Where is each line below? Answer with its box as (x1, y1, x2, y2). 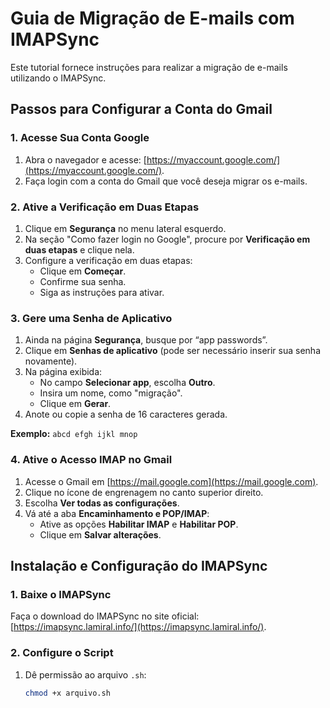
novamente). (24, 355, 78, 367)
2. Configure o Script (10, 646, 114, 660)
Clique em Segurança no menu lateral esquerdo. (24, 222, 227, 234)
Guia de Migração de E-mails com (10, 7, 295, 30)
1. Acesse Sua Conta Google (10, 131, 150, 145)
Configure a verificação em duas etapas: (24, 254, 193, 266)
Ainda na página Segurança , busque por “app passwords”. (24, 334, 268, 346)
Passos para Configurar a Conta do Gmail (10, 101, 273, 118)
